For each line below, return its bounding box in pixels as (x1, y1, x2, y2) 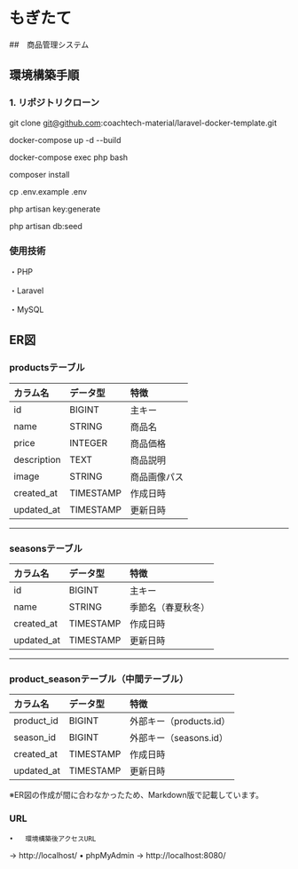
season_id (13, 731, 56, 744)
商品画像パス (129, 470, 184, 482)
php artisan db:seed (9, 220, 82, 231)
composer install (9, 169, 70, 179)
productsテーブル (9, 362, 86, 374)
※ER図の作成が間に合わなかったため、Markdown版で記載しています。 (9, 790, 264, 801)
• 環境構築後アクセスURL (9, 834, 97, 843)
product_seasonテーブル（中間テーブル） (9, 673, 189, 685)
